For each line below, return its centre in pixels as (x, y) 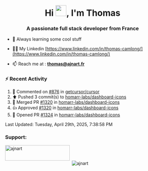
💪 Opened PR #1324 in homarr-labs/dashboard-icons (66, 115)
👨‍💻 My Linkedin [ (30, 49)
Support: (16, 137)
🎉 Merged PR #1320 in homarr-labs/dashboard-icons (66, 102)
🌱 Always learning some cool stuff (47, 39)
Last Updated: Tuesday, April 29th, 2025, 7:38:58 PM (59, 124)
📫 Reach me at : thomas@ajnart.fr (48, 64)
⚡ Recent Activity (26, 79)
